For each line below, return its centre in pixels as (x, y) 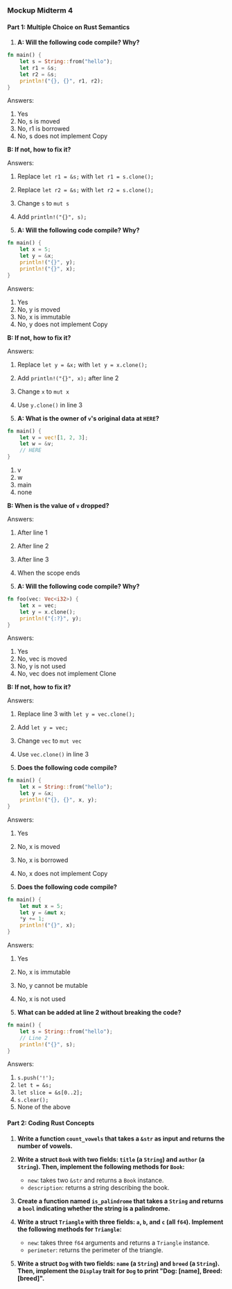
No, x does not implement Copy (62, 873)
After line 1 (32, 532)
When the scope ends (49, 573)
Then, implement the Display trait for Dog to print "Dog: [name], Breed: (120, 1271)
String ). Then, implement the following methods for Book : (101, 1166)
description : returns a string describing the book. (98, 1187)
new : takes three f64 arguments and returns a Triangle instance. (118, 1242)
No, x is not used (41, 999)
